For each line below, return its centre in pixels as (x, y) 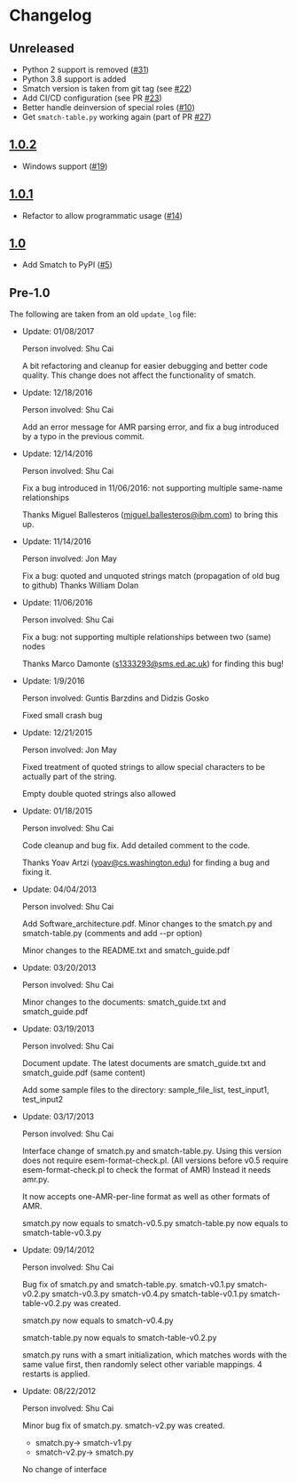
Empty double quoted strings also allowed (99, 794)
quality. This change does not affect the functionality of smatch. (139, 375)
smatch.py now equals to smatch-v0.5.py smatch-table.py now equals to (155, 1223)
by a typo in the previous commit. (83, 437)
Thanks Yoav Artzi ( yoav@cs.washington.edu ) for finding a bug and (146, 862)
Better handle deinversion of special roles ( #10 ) (108, 107)
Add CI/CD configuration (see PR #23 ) (92, 98)
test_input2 (43, 1100)
